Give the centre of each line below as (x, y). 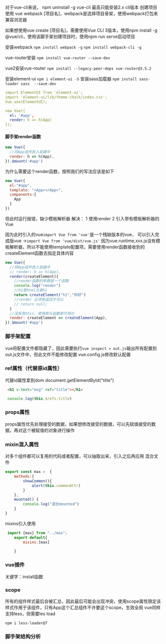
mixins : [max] (36, 542)
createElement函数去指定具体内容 (40, 253)
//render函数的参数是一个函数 (41, 281)
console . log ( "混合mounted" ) (51, 504)
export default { (31, 538)
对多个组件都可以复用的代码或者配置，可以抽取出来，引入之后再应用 (75, 456)
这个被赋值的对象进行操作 (48, 430)
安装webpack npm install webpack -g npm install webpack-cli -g (73, 47)
